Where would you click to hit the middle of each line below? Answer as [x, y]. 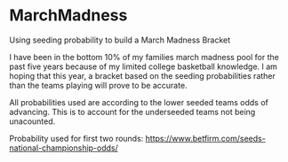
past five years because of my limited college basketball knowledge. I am [144, 66]
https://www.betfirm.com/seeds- [206, 138]
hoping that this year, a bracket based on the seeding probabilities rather [142, 75]
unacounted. [32, 121]
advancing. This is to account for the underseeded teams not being [132, 112]
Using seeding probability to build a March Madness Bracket [120, 40]
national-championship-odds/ [64, 148]
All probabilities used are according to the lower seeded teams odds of [139, 102]
